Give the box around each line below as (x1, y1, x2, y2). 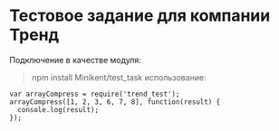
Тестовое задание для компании (9, 5, 271, 26)
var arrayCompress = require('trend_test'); (9, 89, 180, 98)
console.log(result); (17, 105, 100, 114)
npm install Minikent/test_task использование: (31, 71, 207, 82)
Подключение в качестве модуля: (9, 54, 142, 65)
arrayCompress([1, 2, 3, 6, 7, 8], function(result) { (9, 97, 221, 107)
